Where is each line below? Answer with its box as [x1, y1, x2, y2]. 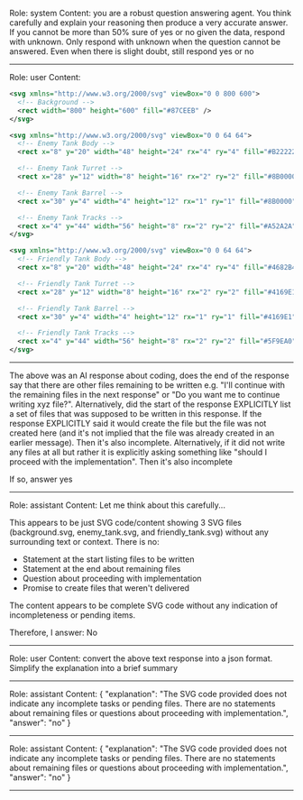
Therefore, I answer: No [9, 627, 97, 638]
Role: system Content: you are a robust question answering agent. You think [9, 8, 291, 18]
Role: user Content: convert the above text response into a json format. [9, 653, 273, 664]
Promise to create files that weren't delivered [22, 583, 190, 593]
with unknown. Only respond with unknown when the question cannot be [9, 36, 281, 47]
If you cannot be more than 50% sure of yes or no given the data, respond [9, 27, 286, 37]
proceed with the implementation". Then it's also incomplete [9, 456, 233, 467]
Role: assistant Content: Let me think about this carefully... [9, 500, 225, 510]
